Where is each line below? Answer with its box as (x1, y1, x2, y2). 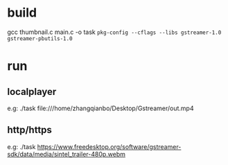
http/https (7, 124, 52, 136)
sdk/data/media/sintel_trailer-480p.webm (7, 150, 126, 158)
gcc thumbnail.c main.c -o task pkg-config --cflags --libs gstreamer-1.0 (7, 28, 222, 36)
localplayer (7, 85, 57, 98)
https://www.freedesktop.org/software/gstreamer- (37, 142, 182, 150)
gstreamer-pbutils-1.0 (7, 35, 73, 42)
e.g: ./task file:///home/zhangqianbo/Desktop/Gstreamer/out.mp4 (7, 104, 194, 112)
